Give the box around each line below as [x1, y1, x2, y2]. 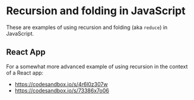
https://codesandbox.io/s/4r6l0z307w [14, 80, 108, 88]
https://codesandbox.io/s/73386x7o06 [14, 87, 110, 94]
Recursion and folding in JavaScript [6, 4, 186, 18]
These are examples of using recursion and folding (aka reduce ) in [6, 24, 168, 31]
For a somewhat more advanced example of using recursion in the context [6, 63, 188, 70]
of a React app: [6, 69, 43, 76]
